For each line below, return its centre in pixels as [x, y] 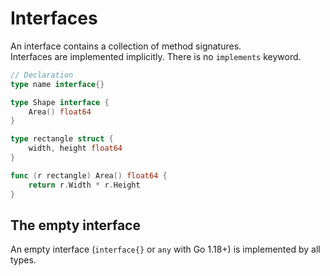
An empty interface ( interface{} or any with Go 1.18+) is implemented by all [165, 249]
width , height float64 [75, 148]
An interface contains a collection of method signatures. [126, 46]
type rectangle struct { [62, 139]
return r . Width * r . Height [84, 185]
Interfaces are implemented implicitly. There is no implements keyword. [156, 56]
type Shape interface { [60, 102]
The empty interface [75, 225]
